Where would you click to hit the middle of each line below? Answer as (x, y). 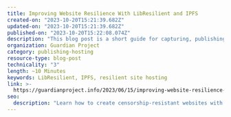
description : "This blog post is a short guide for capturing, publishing (117, 39)
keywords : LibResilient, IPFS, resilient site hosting (87, 77)
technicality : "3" (33, 65)
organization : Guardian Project (53, 45)
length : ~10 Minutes (37, 71)
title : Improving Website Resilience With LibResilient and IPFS (102, 13)
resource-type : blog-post (44, 58)
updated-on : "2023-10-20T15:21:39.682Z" (66, 26)
